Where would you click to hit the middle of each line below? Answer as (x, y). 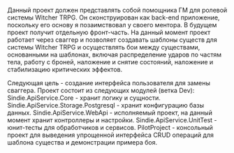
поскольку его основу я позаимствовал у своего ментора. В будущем (112, 25)
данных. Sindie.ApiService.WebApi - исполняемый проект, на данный (110, 112)
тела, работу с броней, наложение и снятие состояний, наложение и (110, 62)
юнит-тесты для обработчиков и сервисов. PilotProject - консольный (110, 127)
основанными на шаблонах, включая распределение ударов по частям (115, 54)
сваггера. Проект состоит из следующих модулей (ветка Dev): (101, 90)
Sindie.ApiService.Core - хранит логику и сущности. (84, 98)
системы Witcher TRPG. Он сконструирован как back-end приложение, (114, 17)
